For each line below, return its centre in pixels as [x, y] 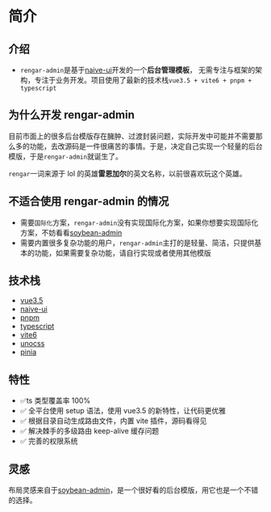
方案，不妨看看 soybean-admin [71, 232]
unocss [32, 344]
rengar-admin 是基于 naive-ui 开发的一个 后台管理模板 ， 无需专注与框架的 [138, 70]
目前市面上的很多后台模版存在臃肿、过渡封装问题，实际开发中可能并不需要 [132, 136]
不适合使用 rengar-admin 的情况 [89, 202]
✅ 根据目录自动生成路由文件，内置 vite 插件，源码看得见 [113, 421]
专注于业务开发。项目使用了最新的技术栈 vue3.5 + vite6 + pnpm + [143, 80]
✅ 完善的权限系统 [49, 441]
